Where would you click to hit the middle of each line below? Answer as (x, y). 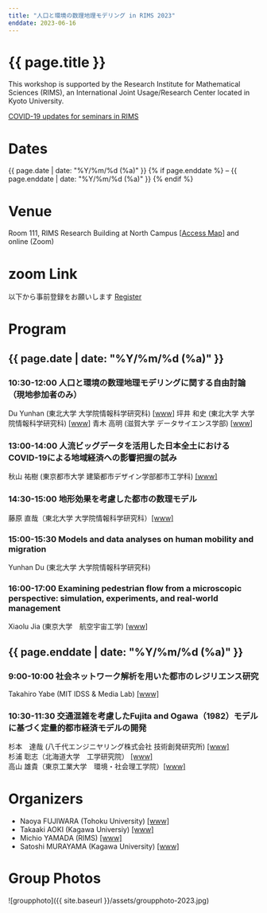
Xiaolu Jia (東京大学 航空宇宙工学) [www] (78, 627)
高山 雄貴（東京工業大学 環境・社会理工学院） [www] (97, 767)
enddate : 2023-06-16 (43, 23)
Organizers (46, 799)
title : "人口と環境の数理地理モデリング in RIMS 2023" (92, 15)
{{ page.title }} (57, 62)
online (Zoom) (31, 242)
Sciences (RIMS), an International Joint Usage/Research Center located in (129, 93)
